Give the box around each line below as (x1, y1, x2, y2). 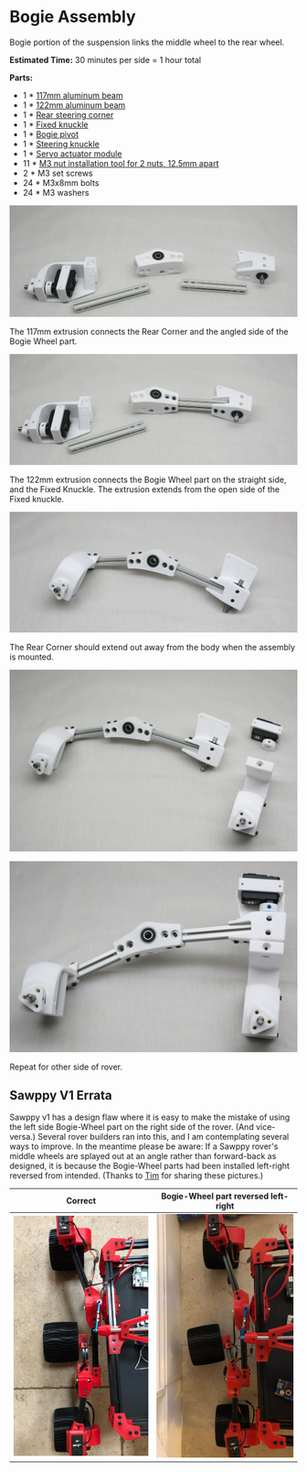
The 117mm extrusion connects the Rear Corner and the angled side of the (9, 327, 289, 338)
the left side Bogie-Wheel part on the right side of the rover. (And (9, 1122, 254, 1133)
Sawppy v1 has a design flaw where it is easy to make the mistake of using (9, 1112, 291, 1123)
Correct (66, 1196, 97, 1207)
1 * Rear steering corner (22, 109, 114, 120)
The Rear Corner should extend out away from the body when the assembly (9, 641, 295, 652)
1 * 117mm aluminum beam (22, 90, 123, 101)
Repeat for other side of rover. (9, 1061, 123, 1072)
